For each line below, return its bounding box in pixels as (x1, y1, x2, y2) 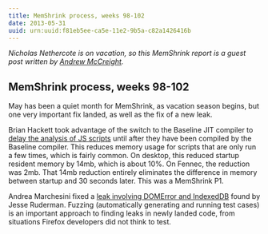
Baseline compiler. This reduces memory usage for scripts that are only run (8, 142, 257, 152)
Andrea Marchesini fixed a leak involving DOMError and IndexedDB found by (8, 192, 261, 201)
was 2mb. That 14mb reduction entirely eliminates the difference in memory (8, 168, 258, 177)
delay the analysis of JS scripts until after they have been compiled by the (8, 133, 252, 144)
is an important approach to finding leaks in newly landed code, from (8, 208, 236, 218)
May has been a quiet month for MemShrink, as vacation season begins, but (8, 101, 260, 111)
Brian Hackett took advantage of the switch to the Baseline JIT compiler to (8, 125, 254, 135)
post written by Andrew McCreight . (8, 57, 124, 66)
